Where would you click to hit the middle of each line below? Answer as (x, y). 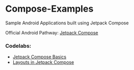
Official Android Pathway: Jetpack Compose (52, 32)
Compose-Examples (49, 9)
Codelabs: (18, 46)
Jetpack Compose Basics (39, 57)
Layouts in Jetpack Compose (43, 62)
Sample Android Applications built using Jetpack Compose (67, 23)
